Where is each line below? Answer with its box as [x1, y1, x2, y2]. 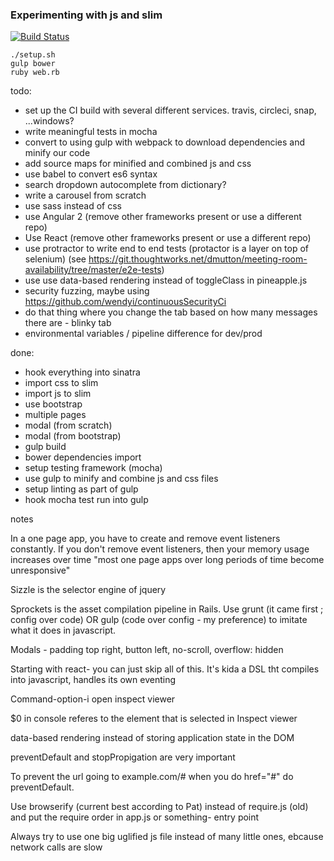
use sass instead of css [24, 200, 122, 212]
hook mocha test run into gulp [24, 494, 149, 506]
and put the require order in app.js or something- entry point [10, 811, 260, 823]
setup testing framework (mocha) [24, 462, 163, 474]
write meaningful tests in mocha [24, 126, 158, 138]
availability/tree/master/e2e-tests [24, 264, 162, 276]
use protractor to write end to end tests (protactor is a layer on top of [24, 243, 310, 255]
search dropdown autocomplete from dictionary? [24, 179, 227, 191]
